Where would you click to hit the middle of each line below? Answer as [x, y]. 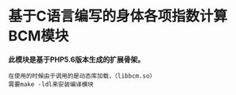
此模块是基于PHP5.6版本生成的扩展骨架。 [77, 59]
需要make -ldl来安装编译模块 [51, 84]
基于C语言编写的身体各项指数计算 [118, 16]
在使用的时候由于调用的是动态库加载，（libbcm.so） [82, 76]
